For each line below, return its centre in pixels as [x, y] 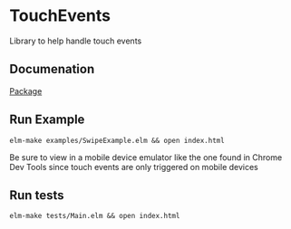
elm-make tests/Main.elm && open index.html [95, 216]
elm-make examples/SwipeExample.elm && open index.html [117, 140]
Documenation [52, 69]
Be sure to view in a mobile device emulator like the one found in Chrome [146, 157]
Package [26, 91]
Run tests [37, 195]
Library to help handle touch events [76, 41]
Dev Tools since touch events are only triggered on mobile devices [134, 167]
